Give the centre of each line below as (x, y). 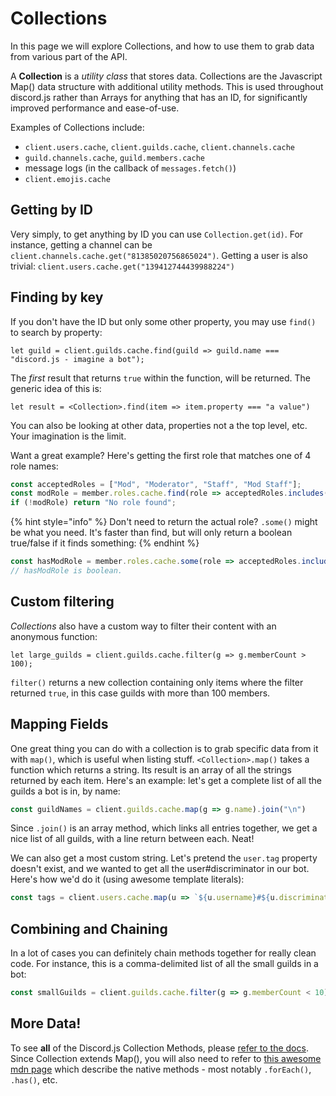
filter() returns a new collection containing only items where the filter (157, 682)
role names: (34, 466)
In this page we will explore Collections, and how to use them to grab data (162, 46)
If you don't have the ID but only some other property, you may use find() (163, 321)
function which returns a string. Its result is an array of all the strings (151, 769)
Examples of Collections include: (77, 127)
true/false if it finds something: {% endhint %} (105, 543)
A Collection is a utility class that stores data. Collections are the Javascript (166, 76)
